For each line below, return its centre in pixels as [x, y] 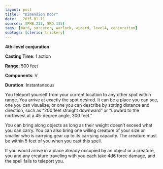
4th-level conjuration [27, 47]
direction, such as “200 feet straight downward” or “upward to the [72, 110]
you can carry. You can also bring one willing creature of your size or [75, 130]
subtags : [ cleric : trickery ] [35, 33]
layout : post [18, 10]
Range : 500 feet [22, 66]
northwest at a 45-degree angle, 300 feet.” [49, 116]
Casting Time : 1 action [28, 56]
